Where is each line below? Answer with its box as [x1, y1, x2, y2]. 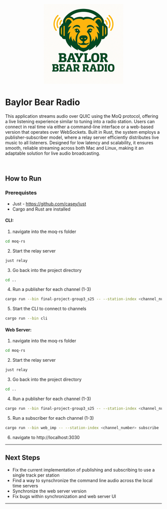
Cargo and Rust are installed [12, 206, 71, 212]
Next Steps [5, 454, 40, 462]
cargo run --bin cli [5, 316, 48, 321]
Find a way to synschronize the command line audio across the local [12, 477, 153, 483]
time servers [12, 483, 38, 489]
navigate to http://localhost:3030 [12, 434, 80, 440]
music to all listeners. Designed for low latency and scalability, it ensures [5, 139, 154, 146]
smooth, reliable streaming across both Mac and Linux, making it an [5, 145, 144, 151]
